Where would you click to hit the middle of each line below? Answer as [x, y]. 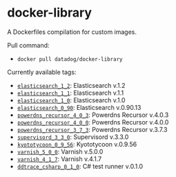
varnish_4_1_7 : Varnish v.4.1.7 [59, 159]
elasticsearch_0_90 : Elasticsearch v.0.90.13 [79, 107]
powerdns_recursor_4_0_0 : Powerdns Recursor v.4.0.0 [93, 122]
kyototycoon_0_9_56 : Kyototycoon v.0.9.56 [77, 144]
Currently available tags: [42, 72]
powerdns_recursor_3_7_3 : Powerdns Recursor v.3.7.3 [92, 129]
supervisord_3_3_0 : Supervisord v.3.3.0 [73, 137]
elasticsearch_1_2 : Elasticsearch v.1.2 [71, 85]
